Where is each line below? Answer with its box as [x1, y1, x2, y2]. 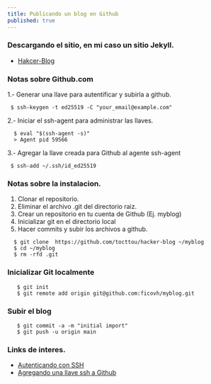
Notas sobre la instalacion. [7, 179, 101, 188]
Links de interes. [7, 344, 66, 354]
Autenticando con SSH [17, 361, 84, 369]
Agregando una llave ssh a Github [17, 368, 117, 377]
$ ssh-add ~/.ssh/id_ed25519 [10, 162, 97, 170]
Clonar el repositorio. [17, 195, 79, 203]
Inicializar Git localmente [7, 267, 95, 277]
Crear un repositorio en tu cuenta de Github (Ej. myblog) [17, 210, 182, 218]
